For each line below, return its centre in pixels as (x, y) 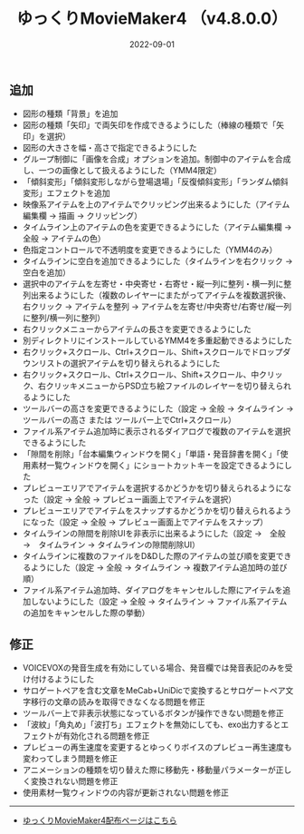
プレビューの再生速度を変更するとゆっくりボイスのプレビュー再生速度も (157, 747)
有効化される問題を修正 (106, 736)
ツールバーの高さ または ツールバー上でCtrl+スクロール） (129, 420)
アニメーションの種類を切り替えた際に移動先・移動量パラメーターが (149, 770)
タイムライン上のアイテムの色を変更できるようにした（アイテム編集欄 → (157, 227)
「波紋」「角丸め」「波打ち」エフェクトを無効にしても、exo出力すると (152, 725)
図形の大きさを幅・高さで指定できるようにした (109, 148)
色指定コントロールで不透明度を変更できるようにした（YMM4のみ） (150, 250)
